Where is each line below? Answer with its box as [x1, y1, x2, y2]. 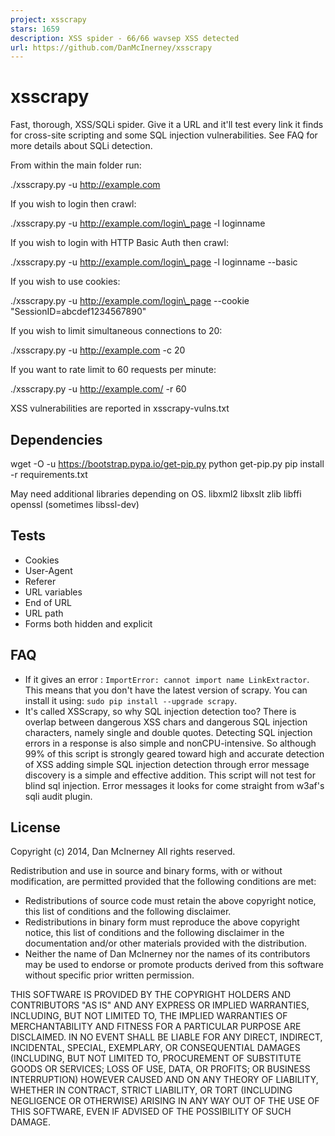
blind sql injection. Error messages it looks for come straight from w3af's [24, 779, 325, 791]
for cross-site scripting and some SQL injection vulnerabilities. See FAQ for [10, 129, 318, 141]
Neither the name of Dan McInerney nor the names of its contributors [24, 948, 311, 960]
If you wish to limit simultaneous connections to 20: [10, 325, 223, 337]
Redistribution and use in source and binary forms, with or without [10, 865, 283, 877]
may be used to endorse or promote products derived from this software [24, 959, 324, 971]
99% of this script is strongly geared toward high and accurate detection [24, 747, 325, 760]
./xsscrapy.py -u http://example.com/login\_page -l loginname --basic [10, 256, 298, 268]
